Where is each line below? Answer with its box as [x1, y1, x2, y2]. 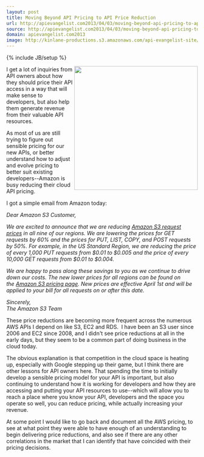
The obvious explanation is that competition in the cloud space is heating [6, 355, 189, 361]
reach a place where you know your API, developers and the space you [6, 394, 185, 400]
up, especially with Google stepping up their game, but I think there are [6, 361, 184, 368]
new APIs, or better [6, 149, 55, 156]
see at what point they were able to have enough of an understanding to [6, 425, 187, 431]
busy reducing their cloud [6, 181, 71, 188]
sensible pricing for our [6, 143, 65, 149]
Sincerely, [6, 299, 32, 305]
